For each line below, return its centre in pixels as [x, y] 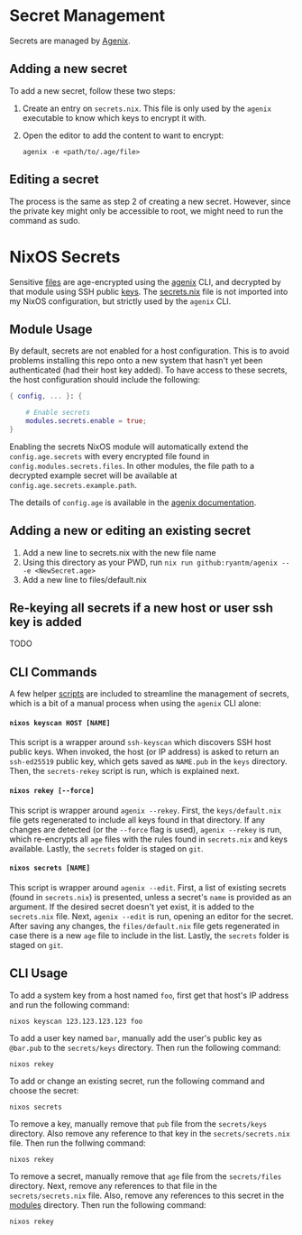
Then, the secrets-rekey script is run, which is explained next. [124, 771]
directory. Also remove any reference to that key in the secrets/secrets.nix [150, 1133]
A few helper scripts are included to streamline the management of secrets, [150, 694]
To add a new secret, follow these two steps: [92, 90]
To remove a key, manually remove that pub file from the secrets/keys [138, 1123]
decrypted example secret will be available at [93, 475]
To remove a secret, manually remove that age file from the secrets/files [146, 1176]
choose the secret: [44, 1090]
